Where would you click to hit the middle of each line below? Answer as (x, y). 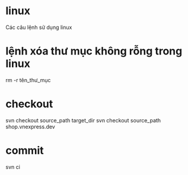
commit (25, 150)
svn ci (13, 167)
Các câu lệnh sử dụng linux (39, 27)
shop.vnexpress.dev (31, 127)
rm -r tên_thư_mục (28, 80)
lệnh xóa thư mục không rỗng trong (94, 51)
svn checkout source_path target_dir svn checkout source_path (83, 120)
